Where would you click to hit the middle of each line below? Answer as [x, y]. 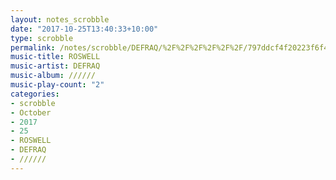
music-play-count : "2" [57, 85]
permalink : [33, 47]
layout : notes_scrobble [60, 19]
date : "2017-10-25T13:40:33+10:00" [84, 29]
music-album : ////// [53, 76]
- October [31, 112]
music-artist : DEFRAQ [55, 66]
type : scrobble [42, 38]
